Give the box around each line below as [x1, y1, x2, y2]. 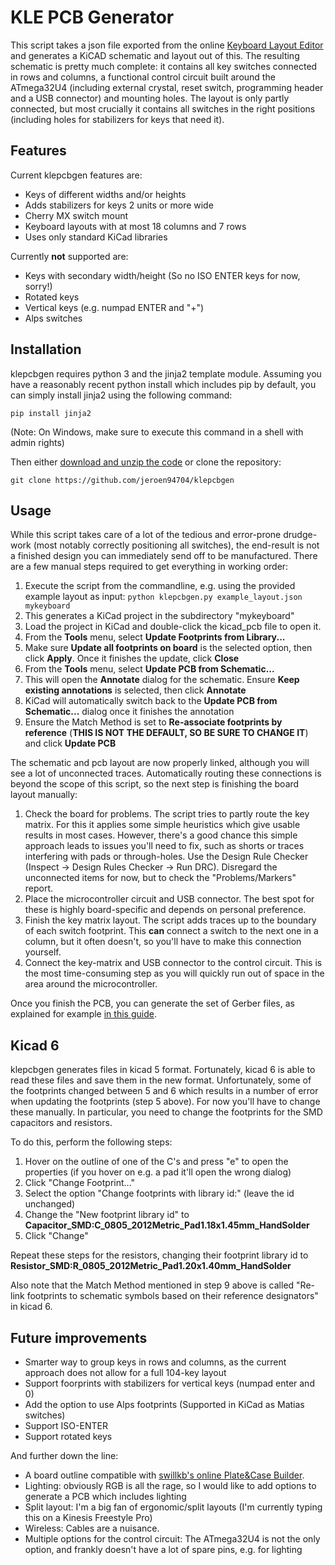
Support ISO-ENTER [24, 1420, 108, 1431]
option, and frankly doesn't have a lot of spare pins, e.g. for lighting [24, 1544, 303, 1555]
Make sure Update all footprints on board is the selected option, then [24, 642, 313, 654]
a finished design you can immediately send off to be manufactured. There [10, 550, 318, 562]
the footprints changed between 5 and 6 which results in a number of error [10, 1085, 319, 1097]
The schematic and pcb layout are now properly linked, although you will [10, 757, 310, 769]
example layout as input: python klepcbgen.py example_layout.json [24, 591, 303, 603]
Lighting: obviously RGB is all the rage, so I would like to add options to [24, 1480, 317, 1491]
